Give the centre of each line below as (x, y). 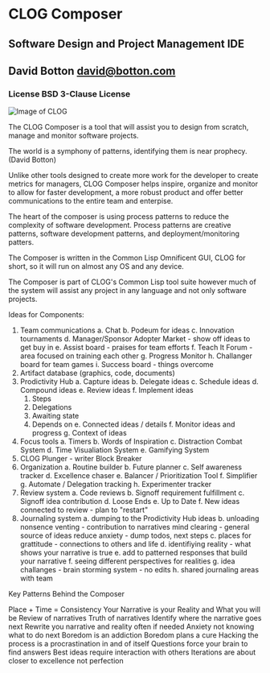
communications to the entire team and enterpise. (91, 201)
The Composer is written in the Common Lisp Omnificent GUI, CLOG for (127, 258)
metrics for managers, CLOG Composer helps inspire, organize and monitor (133, 184)
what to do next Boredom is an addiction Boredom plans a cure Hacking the (133, 635)
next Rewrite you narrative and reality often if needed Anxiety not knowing (131, 627)
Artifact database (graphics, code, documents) (97, 373)
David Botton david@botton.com (92, 70)
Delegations (52, 407)
